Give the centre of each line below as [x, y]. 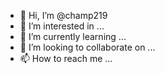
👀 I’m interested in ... [62, 26]
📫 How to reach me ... [66, 58]
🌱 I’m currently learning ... [73, 36]
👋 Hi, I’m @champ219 [63, 15]
